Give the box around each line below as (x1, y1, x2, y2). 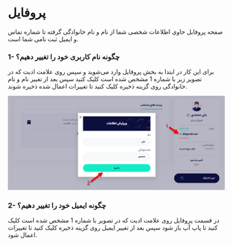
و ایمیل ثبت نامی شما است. (8, 34, 78, 43)
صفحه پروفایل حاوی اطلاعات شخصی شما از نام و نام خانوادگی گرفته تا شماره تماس (8, 27, 223, 36)
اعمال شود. (8, 231, 37, 239)
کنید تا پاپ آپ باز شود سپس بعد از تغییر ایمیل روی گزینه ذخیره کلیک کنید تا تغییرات (8, 223, 218, 232)
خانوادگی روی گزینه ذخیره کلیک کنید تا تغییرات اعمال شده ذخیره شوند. (8, 82, 188, 91)
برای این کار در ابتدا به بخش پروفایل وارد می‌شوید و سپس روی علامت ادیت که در (8, 67, 214, 76)
